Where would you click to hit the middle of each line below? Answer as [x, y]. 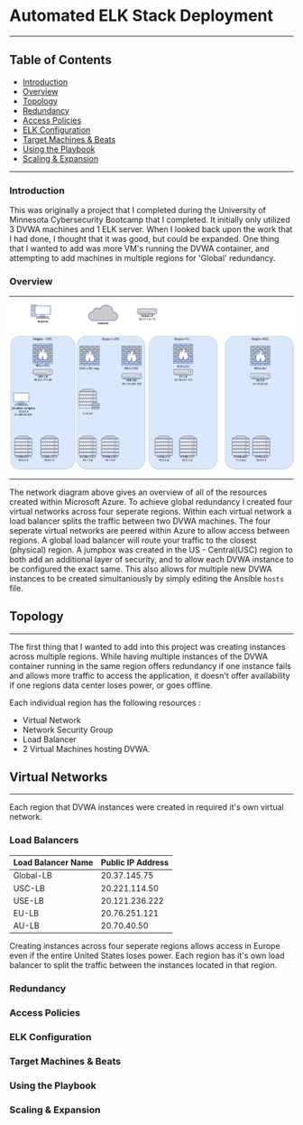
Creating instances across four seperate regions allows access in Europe [145, 945]
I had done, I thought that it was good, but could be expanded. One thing [144, 239]
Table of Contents [61, 60]
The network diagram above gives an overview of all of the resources [138, 492]
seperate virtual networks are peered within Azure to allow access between [150, 530]
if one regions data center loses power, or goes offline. [111, 685]
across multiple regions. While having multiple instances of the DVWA [139, 656]
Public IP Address [135, 862]
